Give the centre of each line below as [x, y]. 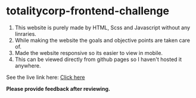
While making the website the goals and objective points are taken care [102, 40]
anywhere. [28, 65]
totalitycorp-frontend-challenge [88, 11]
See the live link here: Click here [46, 77]
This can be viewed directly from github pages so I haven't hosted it [98, 59]
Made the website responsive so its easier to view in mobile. [88, 53]
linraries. [26, 33]
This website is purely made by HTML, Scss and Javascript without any [102, 27]
